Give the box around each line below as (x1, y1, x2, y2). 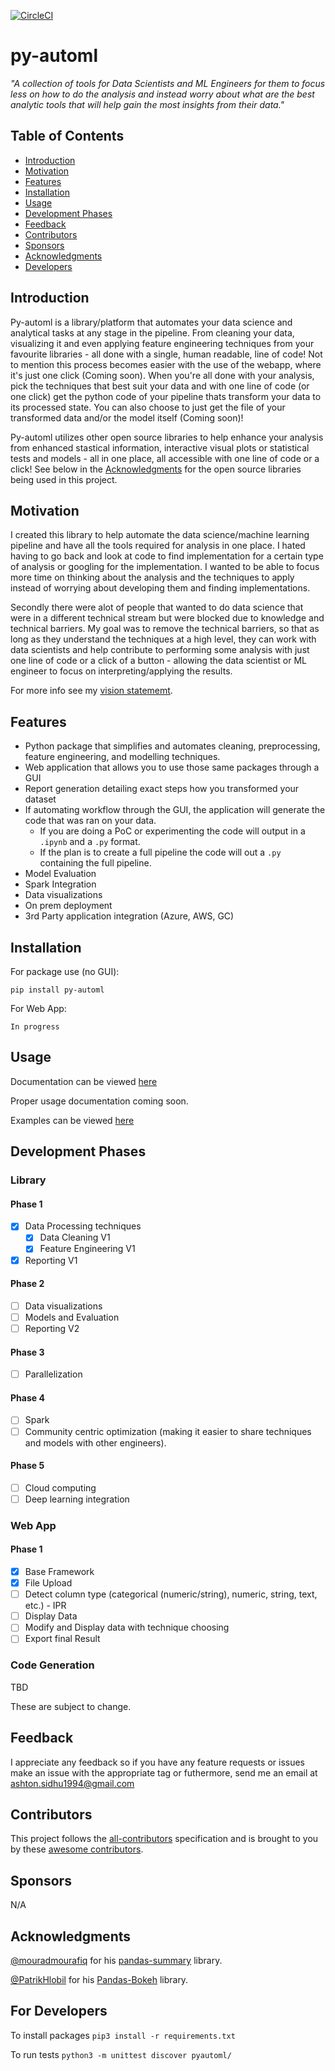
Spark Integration (24, 878, 97, 890)
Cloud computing (24, 1481, 97, 1494)
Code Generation (10, 1658, 95, 1672)
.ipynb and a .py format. (39, 836, 141, 848)
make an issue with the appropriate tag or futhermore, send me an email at (10, 1766, 318, 1779)
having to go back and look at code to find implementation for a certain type (10, 550, 324, 562)
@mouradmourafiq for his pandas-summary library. (10, 1954, 223, 1966)
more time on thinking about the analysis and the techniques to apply (10, 571, 295, 584)
